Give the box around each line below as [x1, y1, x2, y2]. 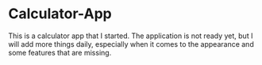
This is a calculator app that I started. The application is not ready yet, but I [8, 31, 253, 40]
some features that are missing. [8, 48, 112, 57]
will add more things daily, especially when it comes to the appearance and [8, 39, 254, 48]
